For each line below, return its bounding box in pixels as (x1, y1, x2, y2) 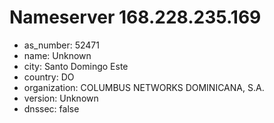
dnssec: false (23, 102, 80, 115)
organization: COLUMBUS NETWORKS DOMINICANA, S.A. (23, 81, 265, 93)
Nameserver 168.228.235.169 (9, 6, 262, 29)
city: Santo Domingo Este (23, 60, 129, 72)
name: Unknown (23, 49, 92, 61)
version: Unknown (23, 92, 99, 104)
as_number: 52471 (23, 39, 100, 51)
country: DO (23, 71, 75, 83)
